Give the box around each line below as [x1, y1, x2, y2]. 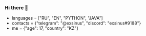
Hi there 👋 [4, 4, 29, 11]
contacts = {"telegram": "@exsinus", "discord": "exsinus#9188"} [11, 20, 141, 26]
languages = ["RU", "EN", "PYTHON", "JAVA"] [11, 15, 103, 21]
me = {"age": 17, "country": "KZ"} [11, 25, 79, 31]
